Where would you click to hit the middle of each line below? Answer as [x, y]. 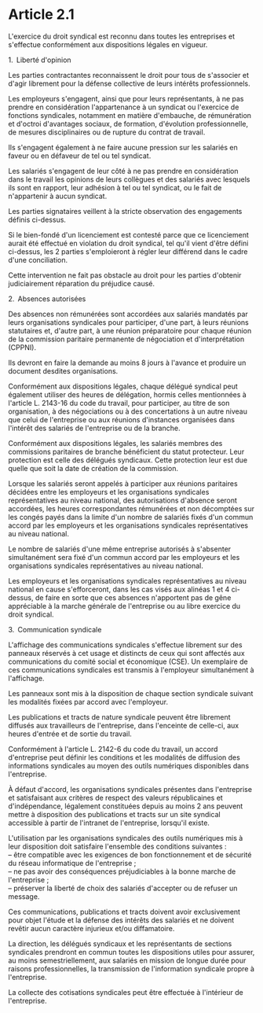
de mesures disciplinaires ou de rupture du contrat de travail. [107, 132]
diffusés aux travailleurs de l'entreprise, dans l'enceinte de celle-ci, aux [124, 725]
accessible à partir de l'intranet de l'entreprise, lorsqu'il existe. [109, 823]
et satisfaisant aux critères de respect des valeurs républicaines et [116, 798]
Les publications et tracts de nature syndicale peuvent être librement [119, 716]
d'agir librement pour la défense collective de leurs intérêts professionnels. [130, 83]
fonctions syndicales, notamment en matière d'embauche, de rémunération [130, 115]
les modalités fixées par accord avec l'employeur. [88, 702]
